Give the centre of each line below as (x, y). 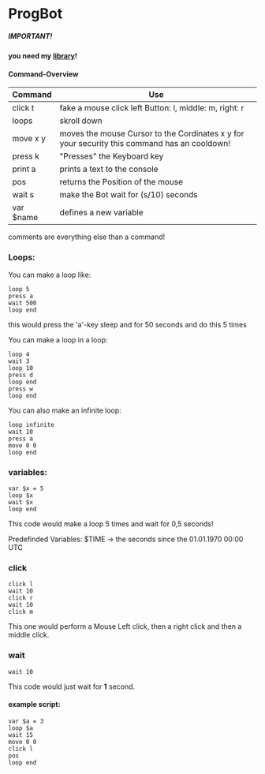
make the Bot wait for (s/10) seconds (129, 195)
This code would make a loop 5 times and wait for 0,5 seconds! (111, 523)
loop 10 (21, 368)
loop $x (21, 495)
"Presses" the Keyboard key (112, 156)
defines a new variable (101, 212)
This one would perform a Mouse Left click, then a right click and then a (125, 626)
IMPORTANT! (30, 36)
